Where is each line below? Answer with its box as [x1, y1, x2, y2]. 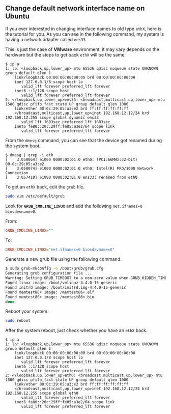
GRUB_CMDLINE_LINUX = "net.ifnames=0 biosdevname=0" [5, 247, 115, 252]
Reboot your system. [5, 308, 49, 315]
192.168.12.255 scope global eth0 [5, 391, 79, 396]
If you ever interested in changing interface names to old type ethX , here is [5, 25, 162, 32]
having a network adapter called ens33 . [5, 36, 87, 42]
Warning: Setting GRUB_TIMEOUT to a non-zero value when [5, 275, 129, 281]
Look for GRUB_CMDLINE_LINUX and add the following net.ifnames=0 [5, 203, 142, 209]
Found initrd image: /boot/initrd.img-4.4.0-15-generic [5, 285, 126, 290]
